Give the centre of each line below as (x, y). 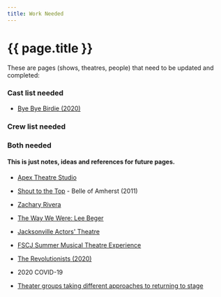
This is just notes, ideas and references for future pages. (91, 162)
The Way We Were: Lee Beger (60, 218)
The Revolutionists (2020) (54, 259)
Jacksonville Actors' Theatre (58, 231)
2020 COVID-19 (40, 272)
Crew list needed (37, 126)
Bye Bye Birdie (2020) (49, 108)
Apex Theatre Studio (47, 177)
